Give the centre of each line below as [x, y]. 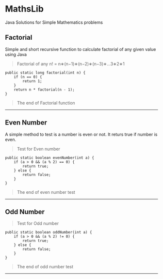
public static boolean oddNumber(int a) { [49, 232]
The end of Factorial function [46, 103]
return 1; [32, 81]
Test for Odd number [38, 223]
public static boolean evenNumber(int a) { [50, 158]
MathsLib [24, 9]
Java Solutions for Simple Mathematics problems [54, 22]
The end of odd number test [45, 267]
